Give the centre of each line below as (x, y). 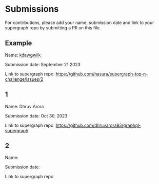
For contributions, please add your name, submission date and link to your (80, 23)
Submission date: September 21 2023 (43, 64)
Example (19, 43)
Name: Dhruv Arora (24, 106)
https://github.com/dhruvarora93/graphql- (98, 125)
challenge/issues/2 (24, 79)
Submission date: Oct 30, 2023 (36, 115)
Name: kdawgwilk (23, 55)
